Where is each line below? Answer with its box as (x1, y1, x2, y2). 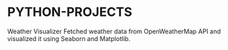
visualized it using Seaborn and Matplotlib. (7, 34, 131, 42)
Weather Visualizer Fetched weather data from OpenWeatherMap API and (7, 27, 222, 35)
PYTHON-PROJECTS (7, 4, 132, 20)
